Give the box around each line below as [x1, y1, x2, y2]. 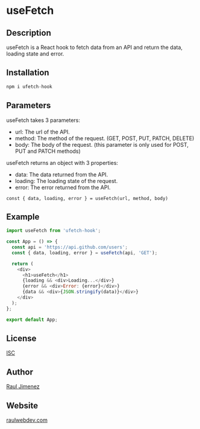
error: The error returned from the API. [14, 184, 111, 191]
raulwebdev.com [6, 416, 48, 424]
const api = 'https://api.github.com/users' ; [11, 244, 128, 251]
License [6, 333, 37, 343]
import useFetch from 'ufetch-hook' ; [6, 228, 101, 234]
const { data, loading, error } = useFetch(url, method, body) [6, 195, 169, 201]
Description [6, 28, 51, 38]
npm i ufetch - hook [6, 83, 52, 89]
